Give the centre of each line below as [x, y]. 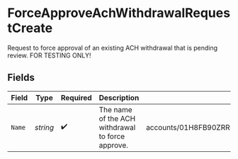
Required [76, 97]
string [44, 127]
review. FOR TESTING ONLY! [49, 55]
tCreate [30, 28]
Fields [21, 78]
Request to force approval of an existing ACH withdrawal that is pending [113, 48]
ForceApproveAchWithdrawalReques [119, 13]
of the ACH [117, 119]
